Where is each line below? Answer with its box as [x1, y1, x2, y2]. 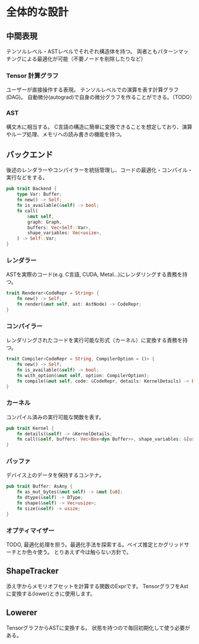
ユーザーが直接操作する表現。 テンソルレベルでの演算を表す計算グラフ [6, 86, 179, 93]
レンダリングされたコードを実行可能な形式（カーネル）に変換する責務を [6, 337, 182, 344]
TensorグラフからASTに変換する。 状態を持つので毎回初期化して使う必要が [6, 624, 191, 631]
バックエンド [6, 149, 53, 159]
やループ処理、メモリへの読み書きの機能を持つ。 [6, 130, 126, 137]
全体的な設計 [6, 5, 69, 19]
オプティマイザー [6, 526, 54, 535]
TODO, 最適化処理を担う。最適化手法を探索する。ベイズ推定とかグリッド [6, 541, 185, 548]
